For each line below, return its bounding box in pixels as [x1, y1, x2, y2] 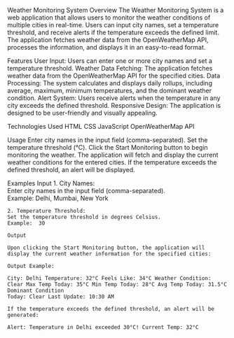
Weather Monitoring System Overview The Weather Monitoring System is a [7, 6, 224, 14]
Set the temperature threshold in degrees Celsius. [7, 213, 161, 220]
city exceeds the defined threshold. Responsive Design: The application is [7, 101, 221, 109]
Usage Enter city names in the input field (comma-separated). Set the [7, 136, 208, 144]
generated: [7, 311, 39, 318]
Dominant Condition [7, 287, 64, 294]
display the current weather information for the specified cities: [7, 251, 212, 258]
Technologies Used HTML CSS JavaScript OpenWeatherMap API [7, 122, 195, 130]
